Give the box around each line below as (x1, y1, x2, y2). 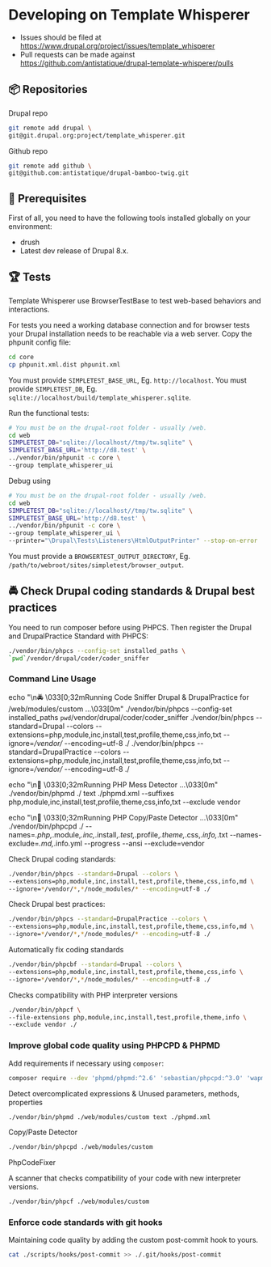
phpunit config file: (8, 337, 71, 347)
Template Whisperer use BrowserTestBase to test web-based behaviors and (8, 295, 261, 305)
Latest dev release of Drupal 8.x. (19, 246, 129, 256)
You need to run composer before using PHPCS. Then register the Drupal (8, 622, 252, 632)
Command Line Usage (8, 673, 97, 684)
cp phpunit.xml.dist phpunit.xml (8, 360, 121, 369)
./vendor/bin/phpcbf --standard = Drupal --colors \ (8, 960, 182, 968)
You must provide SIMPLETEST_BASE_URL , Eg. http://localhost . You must (8, 375, 248, 385)
